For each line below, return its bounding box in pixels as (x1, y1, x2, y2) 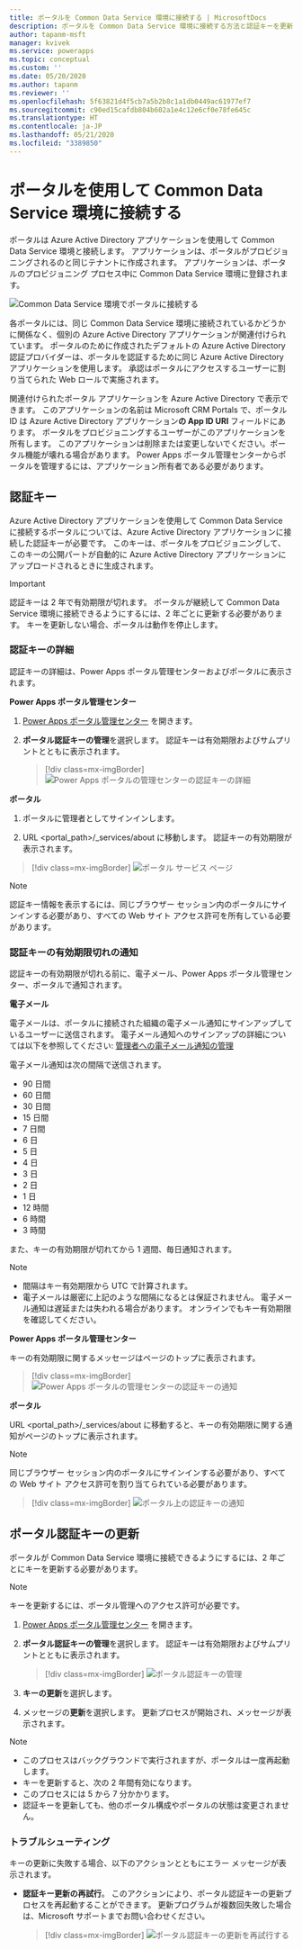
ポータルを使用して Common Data (9, 180, 263, 201)
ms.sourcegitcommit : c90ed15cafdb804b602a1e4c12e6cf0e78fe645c (9, 105, 252, 114)
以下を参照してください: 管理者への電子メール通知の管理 (24, 1041, 234, 1051)
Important (9, 578, 46, 589)
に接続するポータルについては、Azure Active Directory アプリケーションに (9, 526, 284, 537)
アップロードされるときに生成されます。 (9, 560, 159, 571)
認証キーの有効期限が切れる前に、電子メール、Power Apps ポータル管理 (9, 969, 277, 979)
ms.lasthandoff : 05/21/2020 (9, 131, 115, 140)
